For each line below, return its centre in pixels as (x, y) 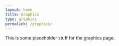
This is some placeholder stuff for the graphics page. (60, 38)
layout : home (19, 10)
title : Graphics (22, 14)
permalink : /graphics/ (29, 24)
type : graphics (21, 19)
